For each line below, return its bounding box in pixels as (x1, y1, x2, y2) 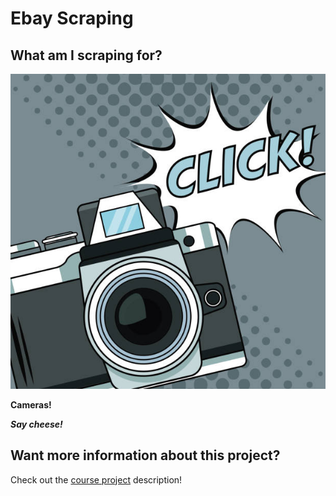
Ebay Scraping (10, 7, 134, 30)
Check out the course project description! (10, 473, 183, 486)
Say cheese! (10, 418, 63, 430)
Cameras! (10, 399, 52, 411)
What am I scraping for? (10, 47, 163, 64)
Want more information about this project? (10, 447, 281, 464)
